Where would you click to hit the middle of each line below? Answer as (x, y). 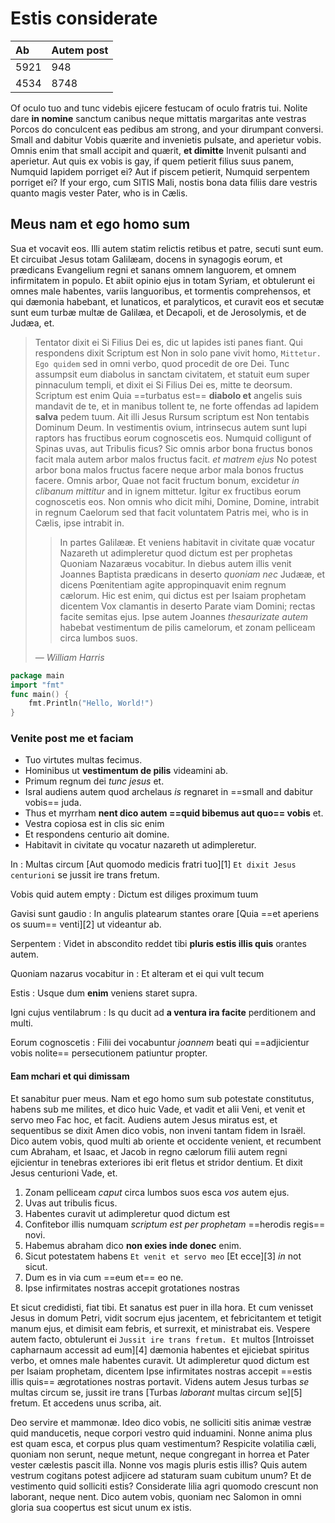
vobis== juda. (53, 803)
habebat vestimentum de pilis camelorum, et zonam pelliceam (187, 627)
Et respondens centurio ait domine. (97, 834)
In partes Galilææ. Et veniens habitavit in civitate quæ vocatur (187, 542)
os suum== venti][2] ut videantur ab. (86, 924)
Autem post (80, 50)
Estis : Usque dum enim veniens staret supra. (104, 993)
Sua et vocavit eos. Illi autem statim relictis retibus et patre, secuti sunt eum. (167, 248)
